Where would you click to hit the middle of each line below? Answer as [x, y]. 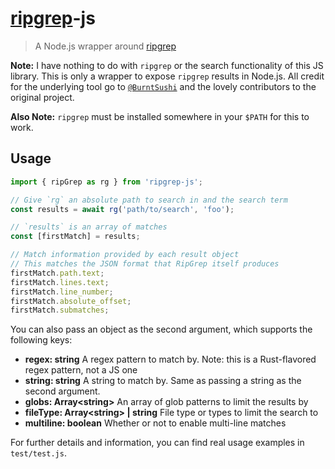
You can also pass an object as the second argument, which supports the [161, 329]
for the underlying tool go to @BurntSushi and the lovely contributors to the [163, 86]
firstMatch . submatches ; [60, 310]
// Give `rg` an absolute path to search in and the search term [149, 200]
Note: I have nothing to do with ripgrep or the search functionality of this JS [167, 65]
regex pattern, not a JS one [81, 370]
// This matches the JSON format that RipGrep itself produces [145, 264]
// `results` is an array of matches [89, 227]
